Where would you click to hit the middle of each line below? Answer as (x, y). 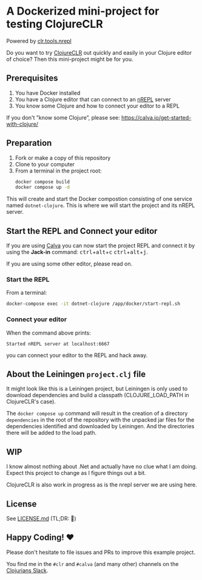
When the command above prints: (49, 333)
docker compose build (42, 182)
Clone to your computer (45, 164)
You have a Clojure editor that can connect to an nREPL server (93, 99)
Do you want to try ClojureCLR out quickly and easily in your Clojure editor (99, 52)
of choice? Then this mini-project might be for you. (70, 59)
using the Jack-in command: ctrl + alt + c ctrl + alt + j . (77, 252)
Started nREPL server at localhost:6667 (58, 344)
